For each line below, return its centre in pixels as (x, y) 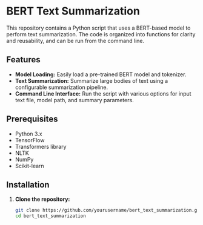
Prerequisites (32, 119)
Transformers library (41, 146)
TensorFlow (30, 140)
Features (23, 60)
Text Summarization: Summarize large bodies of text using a (92, 80)
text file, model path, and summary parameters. (75, 100)
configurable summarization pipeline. (62, 87)
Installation (28, 185)
